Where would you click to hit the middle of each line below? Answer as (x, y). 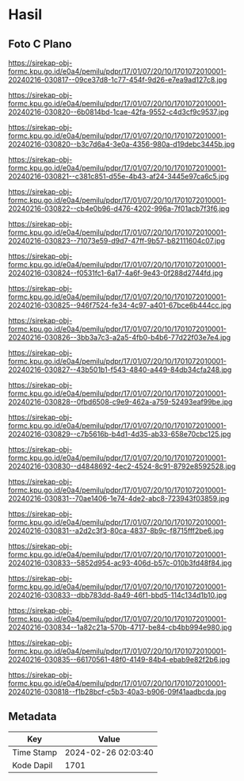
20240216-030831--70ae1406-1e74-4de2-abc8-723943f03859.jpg (119, 498)
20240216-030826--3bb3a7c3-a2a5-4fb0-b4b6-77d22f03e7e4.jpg (120, 337)
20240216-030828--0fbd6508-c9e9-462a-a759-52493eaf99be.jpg (120, 402)
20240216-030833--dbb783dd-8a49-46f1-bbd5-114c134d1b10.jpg (118, 595)
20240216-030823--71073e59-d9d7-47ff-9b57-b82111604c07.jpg (117, 241)
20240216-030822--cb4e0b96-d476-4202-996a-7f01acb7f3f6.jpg (119, 209)
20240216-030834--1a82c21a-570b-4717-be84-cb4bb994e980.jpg (120, 627)
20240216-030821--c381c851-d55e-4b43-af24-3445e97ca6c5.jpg (119, 176)
